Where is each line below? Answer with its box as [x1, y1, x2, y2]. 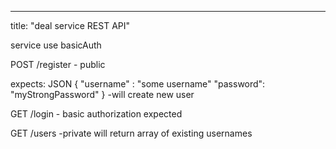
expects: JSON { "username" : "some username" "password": [10, 78, 266, 90]
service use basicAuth [10, 39, 102, 51]
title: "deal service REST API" [10, 20, 131, 31]
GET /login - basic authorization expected [10, 108, 183, 120]
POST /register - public [10, 59, 106, 70]
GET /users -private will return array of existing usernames [10, 127, 253, 139]
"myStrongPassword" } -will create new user [10, 89, 195, 100]
